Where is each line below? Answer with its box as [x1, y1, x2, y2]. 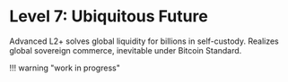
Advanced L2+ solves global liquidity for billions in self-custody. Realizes [9, 36, 280, 46]
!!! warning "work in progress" [9, 62, 121, 73]
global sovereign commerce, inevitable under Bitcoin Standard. [9, 45, 242, 55]
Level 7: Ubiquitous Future [9, 6, 208, 27]
